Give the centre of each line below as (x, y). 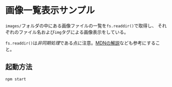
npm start (16, 79)
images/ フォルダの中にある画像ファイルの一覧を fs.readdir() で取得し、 (81, 26)
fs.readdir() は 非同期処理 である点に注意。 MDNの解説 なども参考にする (81, 43)
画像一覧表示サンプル (50, 10)
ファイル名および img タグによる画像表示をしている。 (74, 32)
